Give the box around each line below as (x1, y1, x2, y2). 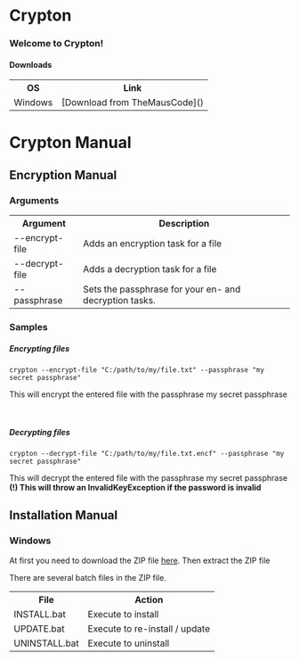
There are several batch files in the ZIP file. (9, 572, 166, 583)
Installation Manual (9, 508, 118, 523)
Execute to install (87, 607, 159, 620)
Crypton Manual (9, 132, 132, 153)
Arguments (9, 194, 60, 206)
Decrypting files (9, 426, 71, 437)
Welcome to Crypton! (9, 37, 104, 50)
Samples (9, 321, 48, 334)
